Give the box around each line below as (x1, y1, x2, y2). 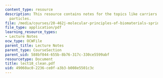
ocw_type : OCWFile (5, 39, 42, 44)
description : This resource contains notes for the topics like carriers (5, 12, 158, 16)
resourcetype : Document (5, 57, 53, 62)
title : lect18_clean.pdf (5, 61, 55, 66)
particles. (9, 16, 32, 21)
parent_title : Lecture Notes (5, 43, 64, 48)
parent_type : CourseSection (5, 47, 62, 52)
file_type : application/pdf (5, 25, 62, 30)
